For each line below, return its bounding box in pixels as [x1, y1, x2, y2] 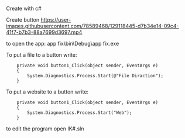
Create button [6, 16, 40, 23]
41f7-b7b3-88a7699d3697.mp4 [6, 29, 83, 36]
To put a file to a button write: [6, 51, 77, 58]
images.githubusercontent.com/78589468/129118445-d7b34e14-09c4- [6, 23, 179, 29]
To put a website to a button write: [6, 88, 89, 95]
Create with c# [6, 5, 42, 12]
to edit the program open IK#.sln [6, 125, 84, 132]
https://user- [40, 16, 71, 23]
